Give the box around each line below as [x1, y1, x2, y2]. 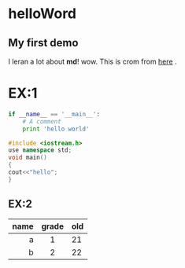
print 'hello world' [22, 125, 90, 133]
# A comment [22, 117, 61, 126]
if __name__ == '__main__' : [8, 110, 101, 118]
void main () [8, 154, 47, 162]
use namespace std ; [8, 146, 72, 154]
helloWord [8, 5, 77, 23]
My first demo [8, 36, 79, 50]
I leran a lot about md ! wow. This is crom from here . [8, 57, 177, 66]
